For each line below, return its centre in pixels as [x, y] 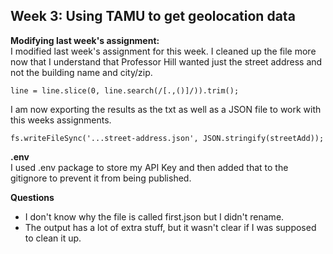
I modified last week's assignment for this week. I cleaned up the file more [163, 51]
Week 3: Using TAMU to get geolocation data [153, 16]
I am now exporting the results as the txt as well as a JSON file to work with [166, 109]
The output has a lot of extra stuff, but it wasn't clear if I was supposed [170, 227]
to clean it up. [53, 238]
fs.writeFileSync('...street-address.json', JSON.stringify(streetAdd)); [167, 138]
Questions [32, 197]
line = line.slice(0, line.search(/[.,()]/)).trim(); [125, 90]
